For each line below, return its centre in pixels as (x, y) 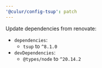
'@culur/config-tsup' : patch (41, 12)
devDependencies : (35, 52)
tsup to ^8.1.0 (40, 46)
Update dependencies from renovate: (51, 28)
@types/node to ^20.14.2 (52, 59)
